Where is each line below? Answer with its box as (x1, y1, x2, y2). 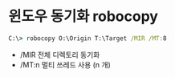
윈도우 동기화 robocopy (8, 7, 159, 26)
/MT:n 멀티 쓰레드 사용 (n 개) (19, 59, 111, 69)
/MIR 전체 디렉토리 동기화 (19, 50, 100, 59)
